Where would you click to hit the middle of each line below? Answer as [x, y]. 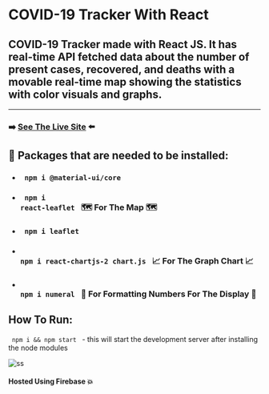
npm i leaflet [52, 231]
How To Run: [41, 320]
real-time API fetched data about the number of [129, 56]
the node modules [38, 348]
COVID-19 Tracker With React [109, 15]
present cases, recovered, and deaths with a [121, 69]
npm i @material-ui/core [73, 178]
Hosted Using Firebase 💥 [51, 381]
